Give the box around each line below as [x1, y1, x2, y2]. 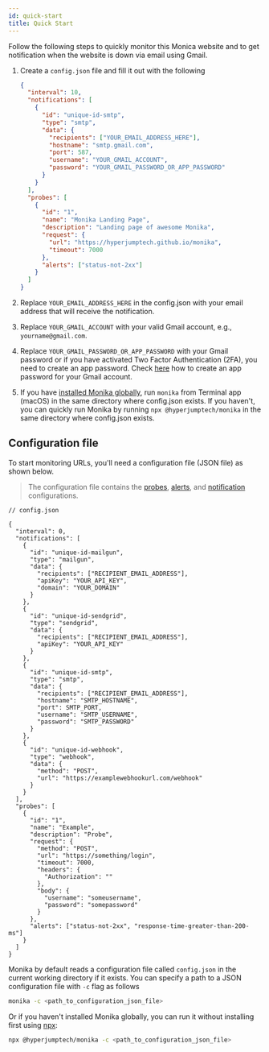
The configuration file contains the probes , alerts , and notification [27, 482, 246, 491]
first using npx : [8, 1020, 58, 1029]
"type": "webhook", [29, 752, 95, 761]
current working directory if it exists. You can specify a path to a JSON [8, 972, 243, 983]
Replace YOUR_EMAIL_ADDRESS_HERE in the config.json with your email [19, 298, 243, 307]
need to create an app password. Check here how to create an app [19, 363, 243, 373]
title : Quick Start [8, 19, 74, 27]
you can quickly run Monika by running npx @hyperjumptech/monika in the [19, 404, 262, 414]
